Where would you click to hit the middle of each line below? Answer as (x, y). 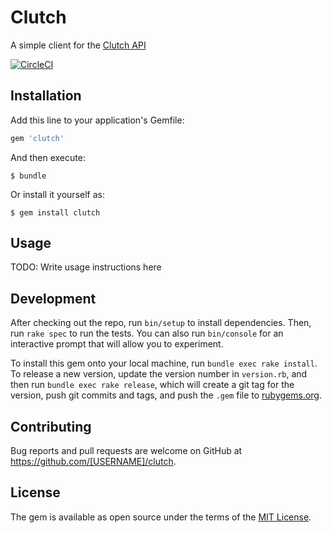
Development (53, 298)
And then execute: (48, 157)
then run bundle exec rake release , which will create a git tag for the (152, 385)
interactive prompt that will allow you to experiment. (117, 344)
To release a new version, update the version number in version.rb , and (159, 374)
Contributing (51, 426)
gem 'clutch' (37, 138)
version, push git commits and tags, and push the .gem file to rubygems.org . (166, 395)
